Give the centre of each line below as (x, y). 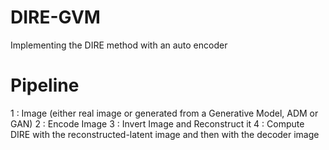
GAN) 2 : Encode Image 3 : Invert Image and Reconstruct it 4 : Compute (157, 123)
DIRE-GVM (55, 17)
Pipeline (45, 85)
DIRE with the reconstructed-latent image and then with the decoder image (165, 134)
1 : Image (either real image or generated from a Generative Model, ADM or (164, 113)
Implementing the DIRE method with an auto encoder (119, 45)
